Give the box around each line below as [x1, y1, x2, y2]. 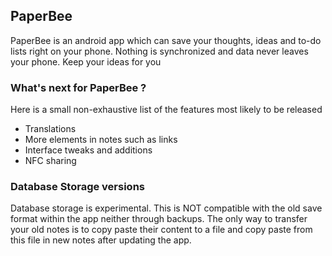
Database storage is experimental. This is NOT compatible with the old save [10, 202, 323, 214]
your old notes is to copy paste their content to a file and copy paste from [10, 224, 313, 236]
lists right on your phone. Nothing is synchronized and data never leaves [10, 45, 309, 57]
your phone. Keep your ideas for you [10, 55, 162, 68]
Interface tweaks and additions [24, 144, 153, 156]
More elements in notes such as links [24, 134, 178, 146]
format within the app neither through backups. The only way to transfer [10, 213, 308, 225]
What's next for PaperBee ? [10, 80, 147, 94]
